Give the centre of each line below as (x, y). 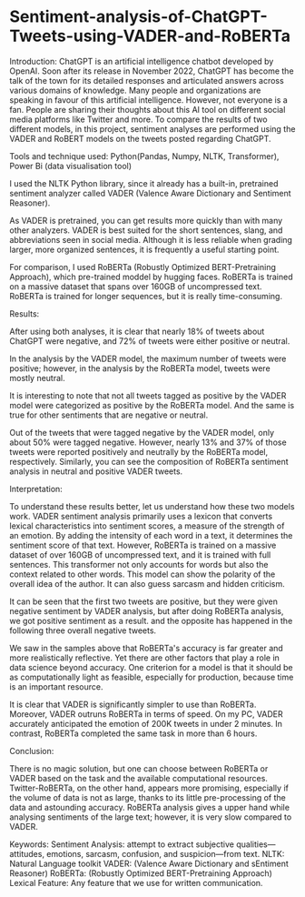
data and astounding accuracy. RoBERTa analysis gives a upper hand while (150, 807)
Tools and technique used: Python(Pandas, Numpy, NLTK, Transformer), (144, 156)
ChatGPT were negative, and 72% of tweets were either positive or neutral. (150, 341)
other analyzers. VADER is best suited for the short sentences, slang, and (146, 230)
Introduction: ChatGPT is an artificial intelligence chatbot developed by (142, 61)
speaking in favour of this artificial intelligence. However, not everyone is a (148, 100)
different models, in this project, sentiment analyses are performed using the (152, 128)
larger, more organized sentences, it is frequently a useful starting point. (144, 249)
